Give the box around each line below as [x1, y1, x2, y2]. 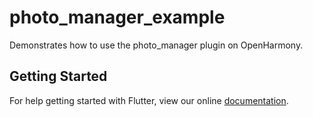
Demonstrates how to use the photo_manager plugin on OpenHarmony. [9, 39, 304, 51]
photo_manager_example [9, 6, 226, 29]
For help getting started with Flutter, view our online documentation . [9, 94, 289, 106]
